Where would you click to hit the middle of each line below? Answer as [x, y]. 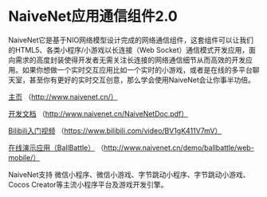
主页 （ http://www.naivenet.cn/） [63, 97]
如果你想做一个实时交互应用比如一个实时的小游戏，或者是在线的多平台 [137, 69]
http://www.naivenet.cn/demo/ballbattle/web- [179, 148]
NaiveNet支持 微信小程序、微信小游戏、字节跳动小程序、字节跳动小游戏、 [129, 174]
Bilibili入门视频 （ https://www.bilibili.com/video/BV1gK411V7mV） [115, 130]
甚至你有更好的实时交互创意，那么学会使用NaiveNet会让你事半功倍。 [142, 80]
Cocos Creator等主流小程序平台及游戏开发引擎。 [88, 184]
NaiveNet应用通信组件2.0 [93, 16]
